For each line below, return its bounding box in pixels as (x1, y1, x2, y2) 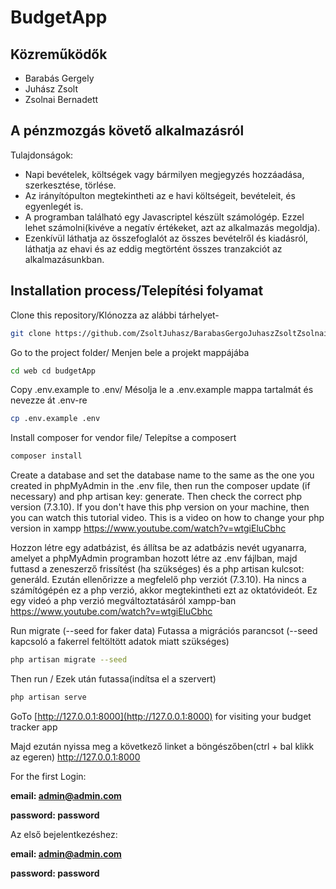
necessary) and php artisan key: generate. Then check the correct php (10, 491, 303, 503)
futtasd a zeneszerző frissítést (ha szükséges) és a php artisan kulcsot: (10, 563, 305, 575)
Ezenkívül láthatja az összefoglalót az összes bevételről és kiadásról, (24, 232, 309, 244)
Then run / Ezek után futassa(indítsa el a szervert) (10, 673, 217, 685)
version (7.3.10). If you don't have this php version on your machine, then (10, 501, 310, 513)
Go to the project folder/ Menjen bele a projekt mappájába (10, 346, 250, 358)
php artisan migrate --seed (10, 655, 128, 665)
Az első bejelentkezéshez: (10, 828, 118, 840)
